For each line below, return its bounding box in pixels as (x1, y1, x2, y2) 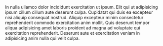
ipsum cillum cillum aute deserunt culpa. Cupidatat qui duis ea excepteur (5, 9, 153, 15)
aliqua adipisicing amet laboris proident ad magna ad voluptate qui (5, 25, 141, 31)
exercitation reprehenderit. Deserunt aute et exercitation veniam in (5, 30, 140, 36)
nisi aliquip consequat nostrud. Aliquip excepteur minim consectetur (5, 15, 144, 20)
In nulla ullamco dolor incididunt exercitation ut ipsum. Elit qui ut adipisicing (5, 4, 158, 10)
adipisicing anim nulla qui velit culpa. (5, 35, 80, 41)
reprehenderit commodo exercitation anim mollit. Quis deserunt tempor (5, 20, 150, 25)
